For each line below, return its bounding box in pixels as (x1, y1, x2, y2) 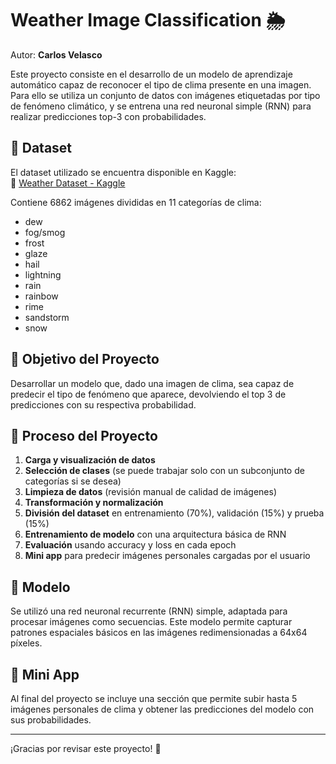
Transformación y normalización (24, 497, 164, 509)
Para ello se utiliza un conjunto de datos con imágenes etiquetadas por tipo (10, 89, 321, 101)
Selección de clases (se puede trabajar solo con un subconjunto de (24, 465, 305, 477)
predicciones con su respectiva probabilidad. (10, 398, 197, 411)
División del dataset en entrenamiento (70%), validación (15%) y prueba (24, 507, 325, 519)
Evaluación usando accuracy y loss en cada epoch (24, 539, 237, 551)
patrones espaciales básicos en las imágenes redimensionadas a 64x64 (10, 627, 308, 639)
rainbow (24, 290, 59, 302)
